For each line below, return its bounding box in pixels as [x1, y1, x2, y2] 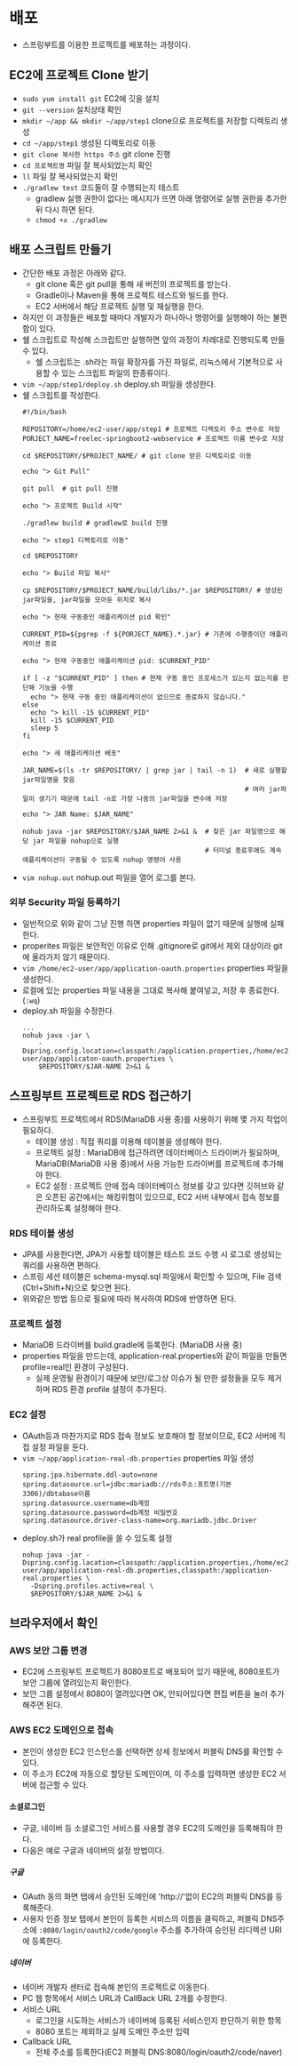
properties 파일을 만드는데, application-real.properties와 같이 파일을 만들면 [21, 1350, 287, 1361]
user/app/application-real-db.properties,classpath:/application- [21, 1566, 273, 1574]
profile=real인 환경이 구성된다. [21, 1362, 129, 1373]
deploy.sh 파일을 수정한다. [21, 1005, 115, 1016]
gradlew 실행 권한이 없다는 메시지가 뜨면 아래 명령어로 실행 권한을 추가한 [35, 193, 287, 204]
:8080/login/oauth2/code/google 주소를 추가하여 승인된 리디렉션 [38, 1924, 268, 1934]
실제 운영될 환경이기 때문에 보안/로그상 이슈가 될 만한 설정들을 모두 [35, 1373, 266, 1383]
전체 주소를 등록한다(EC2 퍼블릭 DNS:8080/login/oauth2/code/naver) [35, 2046, 283, 2057]
